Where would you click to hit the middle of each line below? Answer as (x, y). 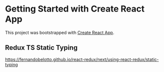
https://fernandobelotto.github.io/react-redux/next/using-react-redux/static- (82, 59)
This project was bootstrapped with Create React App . (60, 32)
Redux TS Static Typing (41, 48)
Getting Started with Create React (75, 9)
